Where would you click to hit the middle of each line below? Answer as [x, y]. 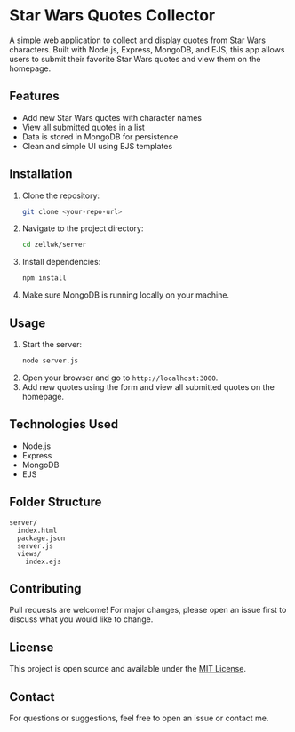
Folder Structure [56, 502]
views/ [29, 553]
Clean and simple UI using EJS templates [97, 146]
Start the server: [52, 344]
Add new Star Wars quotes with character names [112, 117]
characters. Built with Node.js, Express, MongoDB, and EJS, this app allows [147, 49]
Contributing [45, 589]
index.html [37, 530]
